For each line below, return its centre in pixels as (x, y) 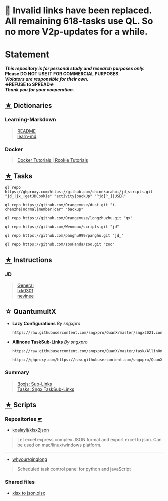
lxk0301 (25, 290)
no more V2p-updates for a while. (77, 32)
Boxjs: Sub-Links (35, 384)
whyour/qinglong (30, 459)
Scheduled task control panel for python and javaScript (74, 469)
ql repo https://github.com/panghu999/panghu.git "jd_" (64, 235)
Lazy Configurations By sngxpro (46, 324)
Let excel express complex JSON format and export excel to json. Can (89, 440)
